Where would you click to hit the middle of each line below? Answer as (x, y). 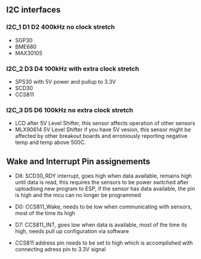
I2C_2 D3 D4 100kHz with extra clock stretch (73, 69)
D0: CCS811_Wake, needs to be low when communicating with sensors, (104, 207)
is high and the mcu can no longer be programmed (78, 195)
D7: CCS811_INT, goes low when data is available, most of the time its (101, 225)
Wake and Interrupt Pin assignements (78, 161)
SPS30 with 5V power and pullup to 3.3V (65, 81)
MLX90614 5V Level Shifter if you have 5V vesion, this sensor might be (103, 129)
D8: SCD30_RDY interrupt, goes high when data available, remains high (103, 176)
